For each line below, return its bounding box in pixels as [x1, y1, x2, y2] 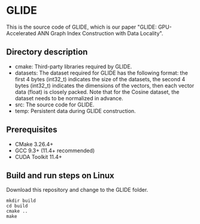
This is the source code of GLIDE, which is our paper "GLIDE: [6, 23, 157, 30]
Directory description [6, 47, 88, 57]
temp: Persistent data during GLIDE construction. [14, 107, 136, 114]
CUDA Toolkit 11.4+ [14, 153, 63, 160]
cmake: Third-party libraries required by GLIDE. [14, 63, 132, 70]
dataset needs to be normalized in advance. [14, 94, 124, 102]
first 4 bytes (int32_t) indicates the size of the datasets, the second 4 [14, 75, 186, 82]
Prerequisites [6, 125, 57, 135]
